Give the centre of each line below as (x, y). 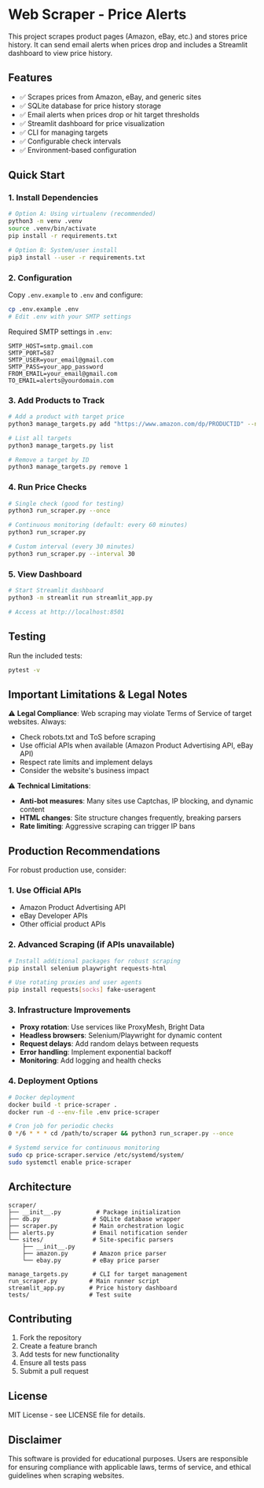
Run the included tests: (45, 655)
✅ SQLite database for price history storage (90, 106)
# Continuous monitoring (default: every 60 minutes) (98, 525)
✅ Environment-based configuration (78, 150)
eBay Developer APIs (53, 916)
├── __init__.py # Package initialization (94, 1212)
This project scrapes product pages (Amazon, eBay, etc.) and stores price (128, 36)
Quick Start (37, 175)
